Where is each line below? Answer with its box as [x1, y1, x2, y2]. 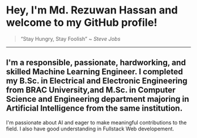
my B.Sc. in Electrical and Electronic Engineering [6, 76, 188, 86]
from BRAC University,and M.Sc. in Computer [6, 85, 176, 95]
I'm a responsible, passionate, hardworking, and [6, 58, 186, 68]
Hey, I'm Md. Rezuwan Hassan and [6, 4, 178, 17]
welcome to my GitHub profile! [6, 16, 158, 29]
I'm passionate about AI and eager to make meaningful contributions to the [6, 119, 187, 126]
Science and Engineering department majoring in [6, 94, 189, 104]
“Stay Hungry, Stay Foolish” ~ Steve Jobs [20, 35, 121, 42]
